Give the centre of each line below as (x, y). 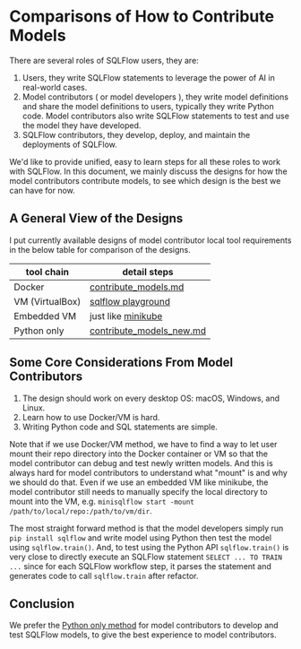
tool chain (47, 272)
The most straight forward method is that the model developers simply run (146, 528)
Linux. (34, 407)
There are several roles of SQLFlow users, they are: (104, 60)
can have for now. (43, 190)
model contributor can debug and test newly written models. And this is (141, 463)
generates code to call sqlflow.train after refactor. (104, 575)
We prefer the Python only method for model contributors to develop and (144, 626)
